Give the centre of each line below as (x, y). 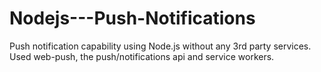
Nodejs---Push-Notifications (132, 18)
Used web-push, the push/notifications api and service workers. (142, 56)
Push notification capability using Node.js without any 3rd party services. (160, 46)
